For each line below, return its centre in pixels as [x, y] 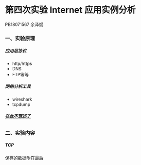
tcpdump [21, 104]
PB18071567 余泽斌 [24, 24]
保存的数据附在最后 [24, 158]
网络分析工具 [18, 86]
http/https [22, 63]
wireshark [22, 99]
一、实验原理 [20, 38]
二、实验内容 [20, 133]
